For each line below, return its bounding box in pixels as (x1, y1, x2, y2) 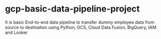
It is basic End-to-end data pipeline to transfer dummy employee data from (5, 19, 155, 25)
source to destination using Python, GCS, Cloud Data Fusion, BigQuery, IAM (5, 24, 157, 30)
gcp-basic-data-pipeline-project (5, 3, 140, 14)
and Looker (5, 29, 28, 35)
